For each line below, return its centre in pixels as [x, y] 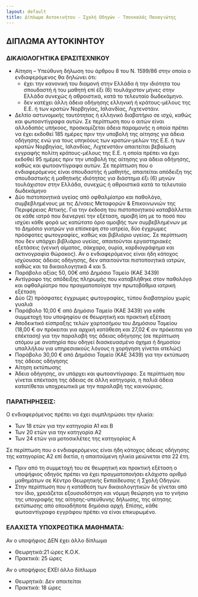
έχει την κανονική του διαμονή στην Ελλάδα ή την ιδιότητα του [102, 84]
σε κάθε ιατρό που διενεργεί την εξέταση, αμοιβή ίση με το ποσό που [100, 216]
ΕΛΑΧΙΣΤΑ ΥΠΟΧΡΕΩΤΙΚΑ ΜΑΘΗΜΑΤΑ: [65, 528]
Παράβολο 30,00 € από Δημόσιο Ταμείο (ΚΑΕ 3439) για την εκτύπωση [102, 355]
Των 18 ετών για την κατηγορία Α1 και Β [64, 426]
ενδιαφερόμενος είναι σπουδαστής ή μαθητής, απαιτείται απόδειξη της [103, 172]
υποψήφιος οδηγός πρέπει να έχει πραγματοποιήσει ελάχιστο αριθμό [100, 474]
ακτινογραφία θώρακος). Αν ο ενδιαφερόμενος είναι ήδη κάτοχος [96, 254]
